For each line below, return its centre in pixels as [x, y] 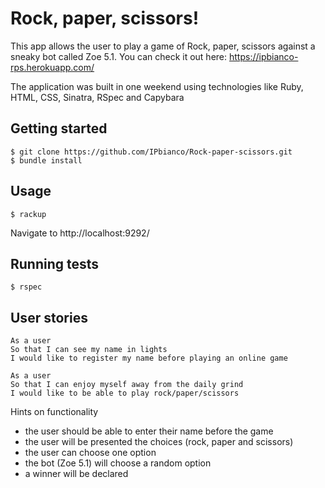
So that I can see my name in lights [89, 350]
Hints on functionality [54, 412]
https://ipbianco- [263, 56]
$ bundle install [46, 160]
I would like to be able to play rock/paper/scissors [125, 393]
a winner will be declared [76, 474]
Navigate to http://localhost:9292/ [80, 233]
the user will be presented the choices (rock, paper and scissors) [159, 442]
